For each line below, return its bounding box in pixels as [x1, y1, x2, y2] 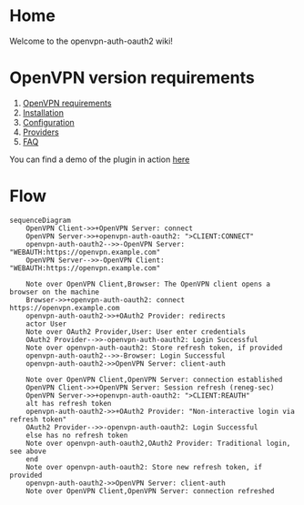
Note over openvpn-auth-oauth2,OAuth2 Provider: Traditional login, [25, 439, 291, 448]
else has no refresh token [25, 430, 128, 439]
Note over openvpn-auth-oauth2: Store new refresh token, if [25, 462, 262, 471]
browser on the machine [9, 288, 100, 297]
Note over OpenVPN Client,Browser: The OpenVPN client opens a [25, 279, 271, 288]
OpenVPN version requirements [9, 67, 255, 88]
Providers [22, 126, 59, 137]
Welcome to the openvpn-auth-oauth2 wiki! [9, 35, 173, 46]
